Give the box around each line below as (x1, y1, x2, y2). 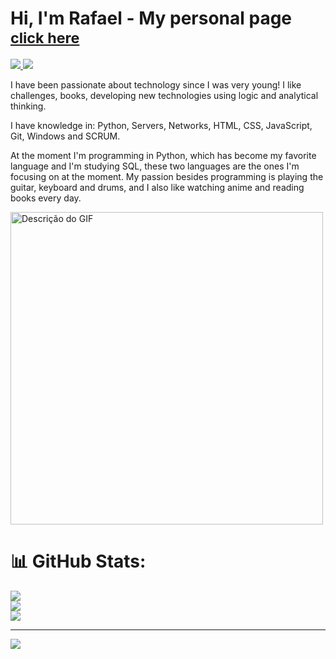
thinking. (10, 100, 47, 112)
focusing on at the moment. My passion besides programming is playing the (10, 170, 324, 182)
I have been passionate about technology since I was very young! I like (10, 78, 302, 91)
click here (10, 28, 80, 48)
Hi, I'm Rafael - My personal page (10, 7, 293, 30)
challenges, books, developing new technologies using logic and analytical (10, 89, 319, 101)
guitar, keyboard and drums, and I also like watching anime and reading (10, 181, 305, 193)
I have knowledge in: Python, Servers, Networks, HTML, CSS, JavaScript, (10, 119, 313, 131)
